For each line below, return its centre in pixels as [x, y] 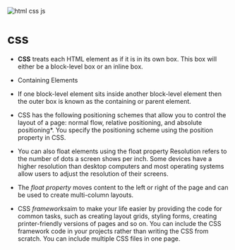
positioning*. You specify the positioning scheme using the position [115, 130]
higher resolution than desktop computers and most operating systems [121, 166]
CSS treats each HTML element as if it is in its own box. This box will [117, 59]
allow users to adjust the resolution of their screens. [93, 174]
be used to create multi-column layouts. [76, 195]
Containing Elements [48, 80]
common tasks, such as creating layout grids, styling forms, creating [117, 216]
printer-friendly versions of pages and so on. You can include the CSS [119, 223]
